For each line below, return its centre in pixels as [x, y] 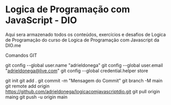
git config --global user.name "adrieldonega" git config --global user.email [84, 65]
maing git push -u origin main [36, 97]
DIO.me [13, 45]
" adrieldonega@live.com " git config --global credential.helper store [77, 71]
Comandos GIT [21, 55]
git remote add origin [27, 86]
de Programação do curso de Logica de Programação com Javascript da [82, 40]
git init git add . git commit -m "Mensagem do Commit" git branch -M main [84, 80]
